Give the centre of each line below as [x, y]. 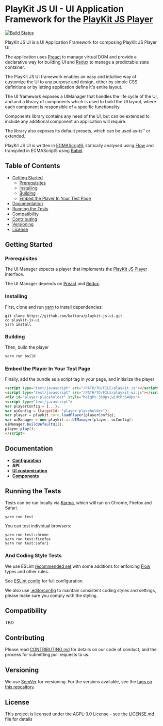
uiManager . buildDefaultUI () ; [34, 425]
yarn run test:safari [27, 543]
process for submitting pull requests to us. [47, 655]
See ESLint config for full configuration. [44, 581]
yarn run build [20, 356]
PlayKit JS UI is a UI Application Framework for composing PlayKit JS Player [81, 42]
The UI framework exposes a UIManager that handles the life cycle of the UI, [81, 96]
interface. [15, 274]
